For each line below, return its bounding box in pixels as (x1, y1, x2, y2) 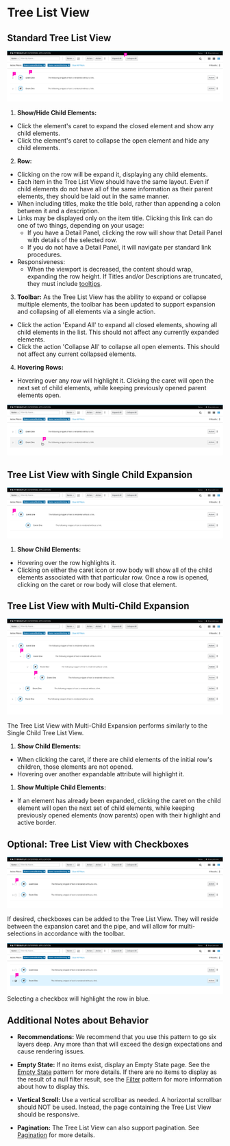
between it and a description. (16, 206, 100, 215)
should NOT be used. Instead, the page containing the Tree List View (16, 1103, 212, 1112)
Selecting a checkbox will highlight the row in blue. (7, 994, 151, 1003)
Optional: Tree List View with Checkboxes (7, 838, 190, 850)
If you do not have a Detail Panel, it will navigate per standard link (27, 243, 212, 251)
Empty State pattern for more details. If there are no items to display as (16, 1068, 217, 1076)
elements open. (16, 391, 62, 399)
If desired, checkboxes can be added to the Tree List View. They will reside (7, 914, 219, 923)
